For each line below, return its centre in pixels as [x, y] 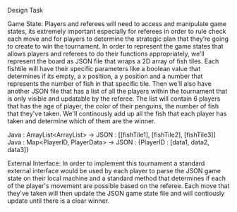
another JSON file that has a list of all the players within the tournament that [117, 91]
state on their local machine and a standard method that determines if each [117, 178]
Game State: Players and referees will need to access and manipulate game [117, 24]
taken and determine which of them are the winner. [81, 121]
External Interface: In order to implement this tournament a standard [106, 163]
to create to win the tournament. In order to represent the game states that [115, 46]
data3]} [18, 150]
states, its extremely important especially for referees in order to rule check [117, 31]
